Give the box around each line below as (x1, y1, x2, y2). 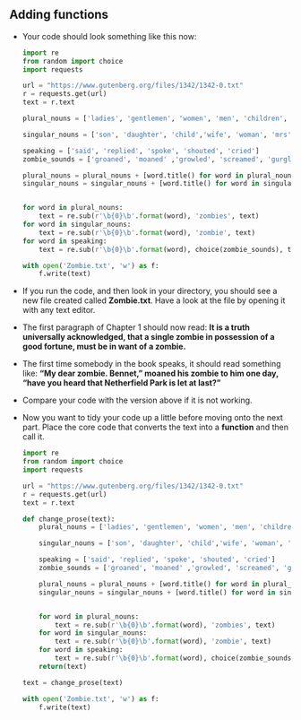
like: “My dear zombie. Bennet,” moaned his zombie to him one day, (21, 368, 279, 379)
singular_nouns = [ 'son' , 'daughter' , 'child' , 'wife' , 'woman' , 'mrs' (21, 130, 292, 139)
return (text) (39, 662, 88, 671)
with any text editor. (21, 305, 96, 316)
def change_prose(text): (21, 515, 116, 524)
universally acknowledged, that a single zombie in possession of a (21, 332, 275, 343)
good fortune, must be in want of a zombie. (21, 341, 186, 352)
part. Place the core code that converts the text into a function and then (21, 421, 289, 433)
